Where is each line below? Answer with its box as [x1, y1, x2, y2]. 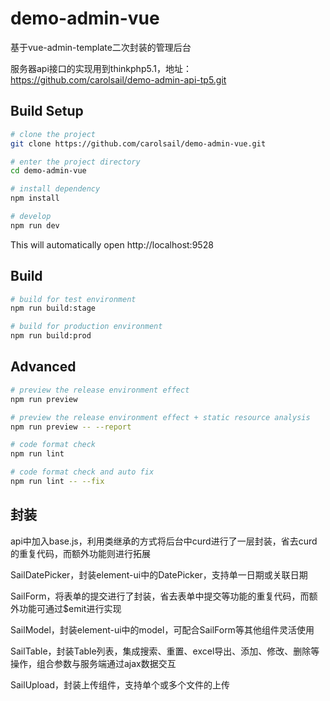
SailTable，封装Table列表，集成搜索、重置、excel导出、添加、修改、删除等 [10, 645, 320, 657]
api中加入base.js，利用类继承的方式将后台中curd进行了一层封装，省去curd [10, 535, 318, 547]
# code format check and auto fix [10, 467, 155, 477]
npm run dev [10, 220, 60, 231]
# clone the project [10, 129, 97, 139]
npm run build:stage [10, 303, 97, 314]
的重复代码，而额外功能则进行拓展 [10, 547, 151, 559]
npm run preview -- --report [10, 422, 132, 432]
